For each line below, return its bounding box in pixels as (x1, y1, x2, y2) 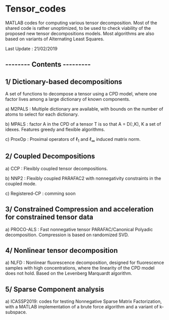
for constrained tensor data (5, 213, 93, 222)
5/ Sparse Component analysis (5, 285, 104, 293)
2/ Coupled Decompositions (5, 152, 95, 161)
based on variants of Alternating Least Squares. (5, 36, 104, 42)
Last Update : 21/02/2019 (5, 45, 58, 51)
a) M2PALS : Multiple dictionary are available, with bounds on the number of (5, 106, 163, 112)
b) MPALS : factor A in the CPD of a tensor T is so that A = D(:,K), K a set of (5, 121, 161, 127)
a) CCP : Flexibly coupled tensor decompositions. (5, 165, 108, 172)
